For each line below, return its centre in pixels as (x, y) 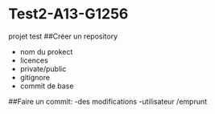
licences (34, 60)
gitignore (35, 77)
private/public (43, 68)
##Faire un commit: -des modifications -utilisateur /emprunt (108, 101)
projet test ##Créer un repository (63, 36)
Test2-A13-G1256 (68, 14)
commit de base (47, 86)
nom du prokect (46, 51)
